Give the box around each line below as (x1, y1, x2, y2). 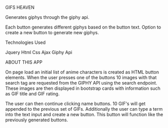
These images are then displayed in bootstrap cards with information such (5, 85, 161, 91)
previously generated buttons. (5, 117, 69, 123)
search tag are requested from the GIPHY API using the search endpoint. (5, 80, 157, 86)
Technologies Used (5, 39, 46, 45)
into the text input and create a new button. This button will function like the (5, 112, 163, 117)
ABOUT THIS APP (5, 59, 43, 65)
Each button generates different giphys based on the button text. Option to (5, 24, 161, 30)
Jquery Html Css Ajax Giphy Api (5, 49, 73, 55)
